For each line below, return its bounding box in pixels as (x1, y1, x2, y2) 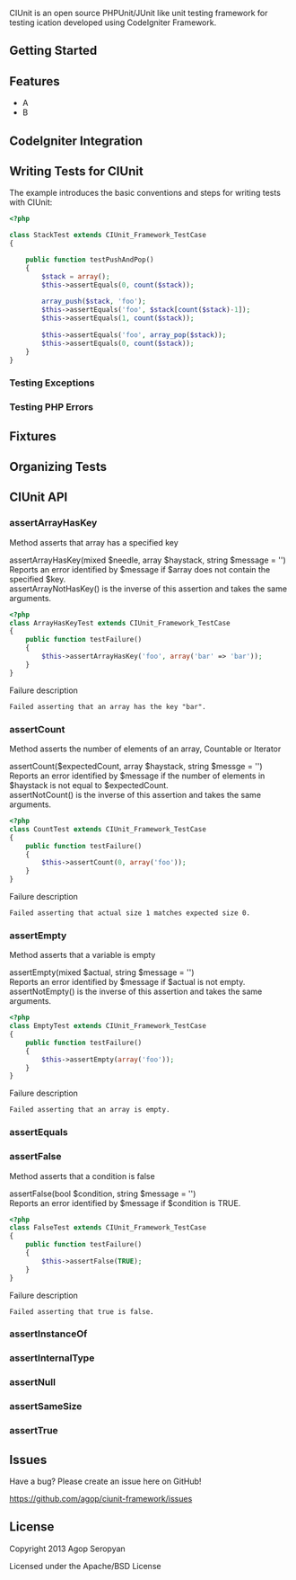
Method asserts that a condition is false (9, 1170, 155, 1181)
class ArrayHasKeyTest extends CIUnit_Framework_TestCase (9, 618, 231, 627)
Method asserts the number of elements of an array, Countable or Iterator (9, 743, 282, 754)
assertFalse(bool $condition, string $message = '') (9, 1188, 196, 1199)
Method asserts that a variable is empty (9, 950, 156, 961)
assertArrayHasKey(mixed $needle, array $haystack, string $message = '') (9, 555, 287, 565)
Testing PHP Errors (9, 401, 94, 413)
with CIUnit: (9, 197, 53, 208)
